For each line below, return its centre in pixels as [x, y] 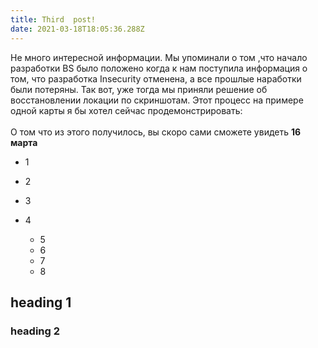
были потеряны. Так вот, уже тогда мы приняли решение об [139, 89]
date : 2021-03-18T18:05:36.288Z [77, 29]
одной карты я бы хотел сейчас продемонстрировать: [126, 110]
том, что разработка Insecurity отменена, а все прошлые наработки [156, 78]
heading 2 [35, 331]
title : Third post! [53, 19]
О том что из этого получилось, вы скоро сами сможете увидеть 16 [156, 132]
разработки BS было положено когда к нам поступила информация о [159, 68]
